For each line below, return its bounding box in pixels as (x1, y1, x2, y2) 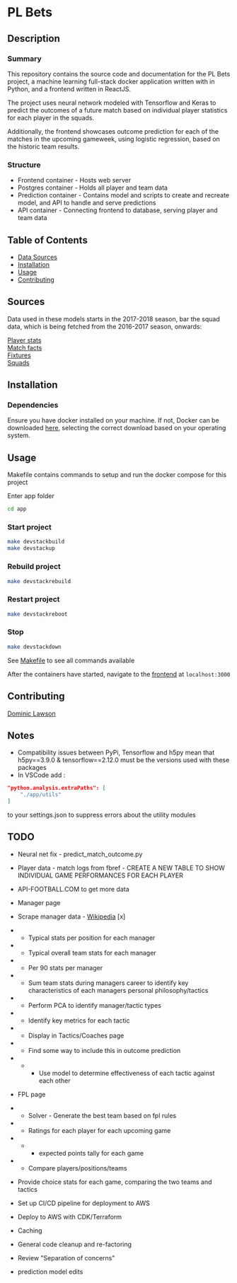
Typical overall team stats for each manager (28, 948, 157, 957)
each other (38, 1076, 71, 1085)
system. (7, 431, 30, 439)
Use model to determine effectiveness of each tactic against (38, 1069, 215, 1077)
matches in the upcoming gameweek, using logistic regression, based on (7, 134, 221, 143)
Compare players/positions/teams (28, 1163, 127, 1172)
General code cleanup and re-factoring (17, 1240, 132, 1248)
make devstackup (7, 545, 55, 552)
